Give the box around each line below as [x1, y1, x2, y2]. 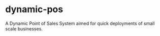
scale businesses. [5, 25, 43, 31]
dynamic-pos [5, 4, 63, 15]
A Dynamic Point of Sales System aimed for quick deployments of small [5, 20, 155, 26]
